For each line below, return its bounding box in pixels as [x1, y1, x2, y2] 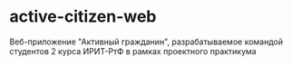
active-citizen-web [9, 6, 157, 27]
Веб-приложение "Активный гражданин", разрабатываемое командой [9, 36, 284, 47]
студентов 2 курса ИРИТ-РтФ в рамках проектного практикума [9, 45, 257, 56]
